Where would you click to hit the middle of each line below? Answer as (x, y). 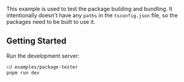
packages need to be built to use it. (51, 22)
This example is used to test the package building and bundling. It (90, 9)
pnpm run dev (23, 73)
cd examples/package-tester (42, 67)
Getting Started (36, 41)
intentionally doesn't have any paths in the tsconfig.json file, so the (92, 15)
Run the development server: (43, 56)
